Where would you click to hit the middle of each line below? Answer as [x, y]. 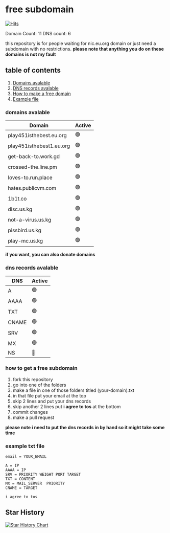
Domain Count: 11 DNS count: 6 [38, 33]
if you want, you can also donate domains [50, 255]
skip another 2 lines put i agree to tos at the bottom [67, 406]
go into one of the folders [39, 385]
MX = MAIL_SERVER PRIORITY [35, 483]
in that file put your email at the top [50, 395]
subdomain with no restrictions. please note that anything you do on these [85, 49]
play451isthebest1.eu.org [39, 146]
